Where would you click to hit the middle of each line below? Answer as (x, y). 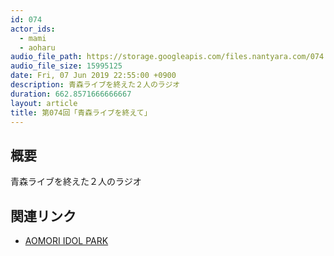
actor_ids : (33, 29)
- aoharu (37, 47)
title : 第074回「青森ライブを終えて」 (81, 112)
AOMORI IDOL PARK (66, 240)
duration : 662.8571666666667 (71, 94)
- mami (33, 38)
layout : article (44, 103)
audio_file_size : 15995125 (66, 66)
